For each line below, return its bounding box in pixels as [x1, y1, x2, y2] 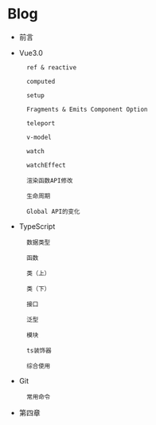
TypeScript [18, 221, 56, 231]
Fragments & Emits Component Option [26, 105, 148, 113]
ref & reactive [26, 63, 77, 72]
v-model [26, 133, 53, 141]
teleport [26, 119, 56, 128]
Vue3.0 [18, 48, 43, 57]
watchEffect [26, 161, 66, 169]
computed [26, 77, 56, 85]
